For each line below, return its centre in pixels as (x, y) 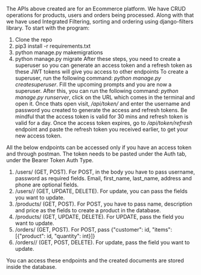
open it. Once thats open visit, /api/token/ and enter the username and (103, 104)
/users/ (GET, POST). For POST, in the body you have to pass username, (105, 172)
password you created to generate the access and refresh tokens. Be (101, 110)
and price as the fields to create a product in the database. (88, 210)
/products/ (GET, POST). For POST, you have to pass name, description (104, 204)
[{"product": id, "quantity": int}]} (55, 236)
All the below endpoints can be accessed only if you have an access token (99, 147)
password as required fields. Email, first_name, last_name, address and (103, 178)
